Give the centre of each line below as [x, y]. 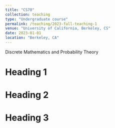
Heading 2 [27, 95]
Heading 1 [26, 72]
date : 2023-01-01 [23, 33]
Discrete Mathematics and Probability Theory [52, 52]
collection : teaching [28, 14]
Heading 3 [27, 118]
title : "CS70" [20, 10]
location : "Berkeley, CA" [32, 38]
